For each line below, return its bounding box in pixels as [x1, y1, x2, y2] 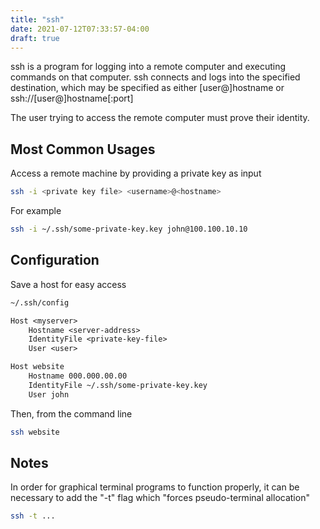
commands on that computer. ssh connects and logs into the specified [10, 71, 301, 83]
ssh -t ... [10, 511, 56, 521]
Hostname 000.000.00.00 [28, 371, 128, 381]
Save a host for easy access [10, 278, 127, 290]
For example [10, 205, 62, 217]
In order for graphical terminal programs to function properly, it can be [10, 481, 300, 493]
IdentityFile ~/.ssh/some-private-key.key [28, 380, 208, 390]
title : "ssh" [10, 14, 65, 25]
